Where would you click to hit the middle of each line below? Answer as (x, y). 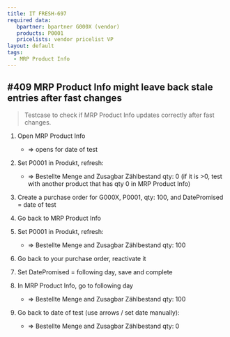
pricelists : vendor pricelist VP (65, 40)
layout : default (31, 46)
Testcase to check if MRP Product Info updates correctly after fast (119, 115)
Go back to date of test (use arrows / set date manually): (98, 312)
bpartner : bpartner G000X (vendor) (68, 26)
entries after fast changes (64, 98)
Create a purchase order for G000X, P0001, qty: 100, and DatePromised (120, 197)
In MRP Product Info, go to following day (75, 285)
